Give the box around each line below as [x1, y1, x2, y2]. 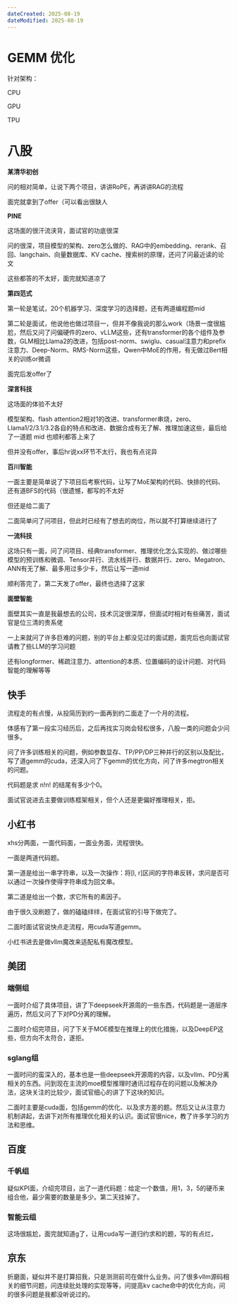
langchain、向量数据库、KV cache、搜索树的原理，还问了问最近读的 [19, 251, 219, 259]
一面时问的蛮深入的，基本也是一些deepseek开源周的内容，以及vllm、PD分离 [7, 1070, 229, 1079]
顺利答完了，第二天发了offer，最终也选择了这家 [7, 580, 145, 588]
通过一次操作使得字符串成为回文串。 [13, 878, 119, 885]
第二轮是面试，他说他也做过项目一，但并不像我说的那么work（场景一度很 [7, 319, 220, 328]
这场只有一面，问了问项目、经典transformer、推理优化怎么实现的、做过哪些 [7, 546, 227, 556]
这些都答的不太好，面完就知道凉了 [7, 274, 107, 283]
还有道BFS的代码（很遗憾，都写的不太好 [7, 486, 125, 495]
